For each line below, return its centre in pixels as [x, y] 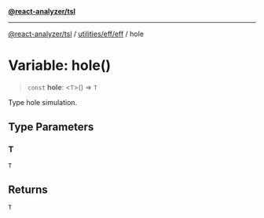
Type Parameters [51, 127]
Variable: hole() [60, 65]
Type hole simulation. [43, 102]
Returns [28, 190]
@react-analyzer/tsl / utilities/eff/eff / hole [76, 34]
